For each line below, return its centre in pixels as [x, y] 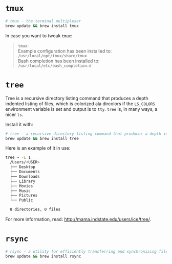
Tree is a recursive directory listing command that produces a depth [77, 98]
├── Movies [21, 186]
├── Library [23, 181]
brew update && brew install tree [42, 138]
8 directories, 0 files [35, 210]
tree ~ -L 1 [18, 158]
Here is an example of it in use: [38, 148]
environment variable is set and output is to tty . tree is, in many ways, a [81, 109]
